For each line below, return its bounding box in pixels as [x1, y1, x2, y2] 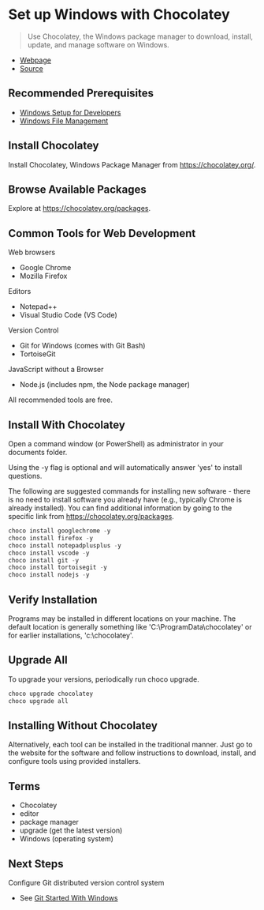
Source [19, 63, 43, 73]
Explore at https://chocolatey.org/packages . [8, 204, 151, 213]
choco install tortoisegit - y [8, 563, 108, 572]
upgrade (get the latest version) [19, 825, 123, 835]
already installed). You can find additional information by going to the [8, 503, 232, 513]
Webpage [19, 55, 51, 65]
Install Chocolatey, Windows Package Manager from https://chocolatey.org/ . [8, 160, 256, 169]
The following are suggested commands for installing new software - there [8, 487, 251, 495]
